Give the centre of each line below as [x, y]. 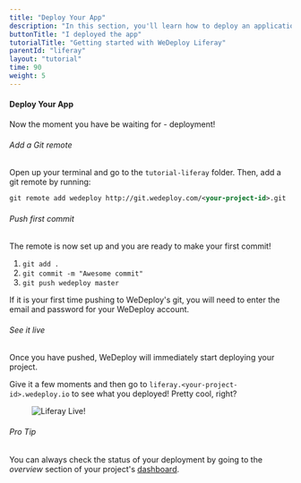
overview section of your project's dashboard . [95, 469]
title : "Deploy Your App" [57, 17]
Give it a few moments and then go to [78, 385]
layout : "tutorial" [46, 59]
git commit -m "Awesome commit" [82, 274]
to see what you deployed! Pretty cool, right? [154, 394]
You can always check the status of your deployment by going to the [136, 459]
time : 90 [26, 68]
